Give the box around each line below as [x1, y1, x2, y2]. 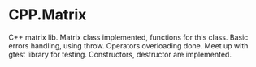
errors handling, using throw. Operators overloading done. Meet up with [8, 40, 249, 50]
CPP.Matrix [8, 6, 87, 24]
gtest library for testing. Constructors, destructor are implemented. [8, 49, 232, 59]
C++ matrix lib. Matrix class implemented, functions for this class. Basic [8, 32, 249, 42]
